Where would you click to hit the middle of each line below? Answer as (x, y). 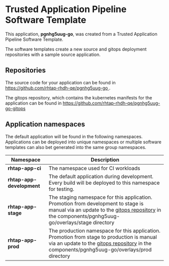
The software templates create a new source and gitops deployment (76, 49)
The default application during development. (101, 176)
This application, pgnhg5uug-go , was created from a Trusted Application (81, 34)
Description (105, 159)
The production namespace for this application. (105, 231)
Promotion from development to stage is (96, 203)
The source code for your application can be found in (60, 82)
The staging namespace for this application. (100, 197)
